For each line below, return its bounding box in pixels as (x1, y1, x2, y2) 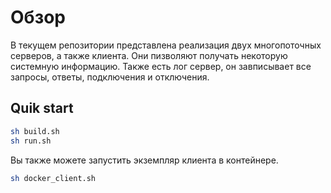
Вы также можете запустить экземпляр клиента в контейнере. (10, 154, 279, 166)
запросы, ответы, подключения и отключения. (10, 71, 210, 83)
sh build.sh (10, 126, 60, 136)
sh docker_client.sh (10, 173, 97, 183)
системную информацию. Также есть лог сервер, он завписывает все (10, 60, 312, 72)
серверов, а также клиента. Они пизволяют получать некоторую (10, 49, 288, 61)
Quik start (10, 100, 74, 117)
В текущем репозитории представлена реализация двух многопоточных (10, 39, 322, 51)
